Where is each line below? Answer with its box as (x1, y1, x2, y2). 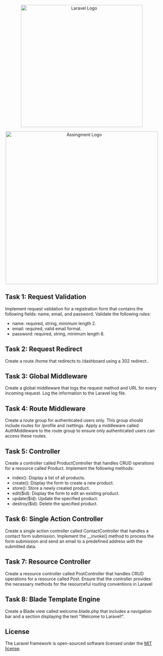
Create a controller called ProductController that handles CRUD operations (5, 460, 154, 466)
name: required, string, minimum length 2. (12, 320, 96, 326)
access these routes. (5, 433, 47, 439)
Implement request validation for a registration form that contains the (5, 306, 144, 311)
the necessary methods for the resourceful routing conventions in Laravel (5, 581, 153, 587)
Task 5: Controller (5, 447, 61, 456)
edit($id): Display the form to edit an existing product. (12, 490, 120, 496)
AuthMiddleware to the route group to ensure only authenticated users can (5, 428, 155, 434)
